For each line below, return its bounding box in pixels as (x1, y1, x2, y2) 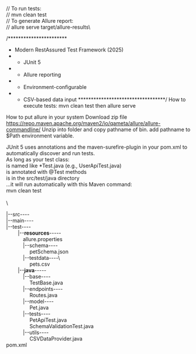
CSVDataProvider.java (29, 335, 83, 342)
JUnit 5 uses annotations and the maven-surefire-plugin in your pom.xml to (6, 143, 188, 150)
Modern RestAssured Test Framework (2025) (14, 46, 124, 53)
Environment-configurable (23, 84, 87, 90)
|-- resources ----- (17, 229, 61, 236)
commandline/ (6, 126, 41, 133)
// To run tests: (6, 5, 42, 12)
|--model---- (22, 298, 54, 305)
